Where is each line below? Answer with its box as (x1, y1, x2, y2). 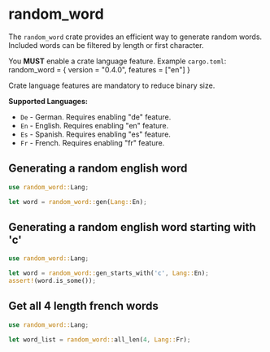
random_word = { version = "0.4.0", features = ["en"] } (8, 64, 191, 74)
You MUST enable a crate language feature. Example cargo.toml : (8, 56, 227, 66)
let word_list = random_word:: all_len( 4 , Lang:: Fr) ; (8, 335, 191, 344)
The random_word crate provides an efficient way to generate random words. (8, 32, 263, 41)
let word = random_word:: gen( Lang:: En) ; (8, 198, 148, 206)
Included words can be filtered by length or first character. (8, 40, 204, 50)
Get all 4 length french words (8, 299, 159, 313)
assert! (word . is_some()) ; (8, 277, 96, 285)
